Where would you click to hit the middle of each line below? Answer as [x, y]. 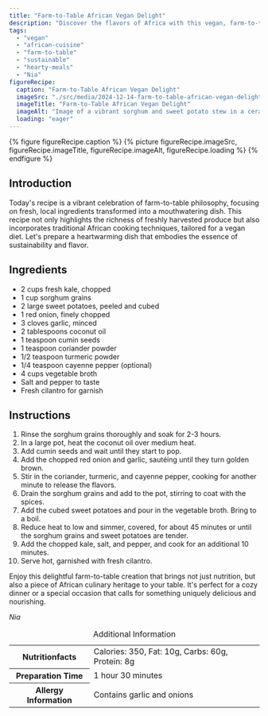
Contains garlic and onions [144, 695]
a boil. [31, 519]
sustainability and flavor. [49, 245]
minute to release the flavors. [68, 485]
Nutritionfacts [49, 657]
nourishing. [27, 602]
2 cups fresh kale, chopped [66, 289]
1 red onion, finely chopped [65, 314]
